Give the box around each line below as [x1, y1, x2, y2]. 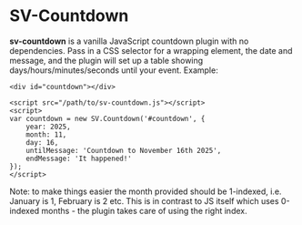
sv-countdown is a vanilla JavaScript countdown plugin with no [9, 36, 249, 46]
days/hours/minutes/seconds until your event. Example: [9, 65, 218, 76]
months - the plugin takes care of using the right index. [41, 205, 247, 216]
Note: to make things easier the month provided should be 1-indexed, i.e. [9, 186, 282, 197]
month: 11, [25, 129, 67, 139]
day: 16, [25, 138, 59, 147]
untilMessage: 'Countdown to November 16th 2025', [25, 146, 222, 155]
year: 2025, [25, 122, 71, 131]
